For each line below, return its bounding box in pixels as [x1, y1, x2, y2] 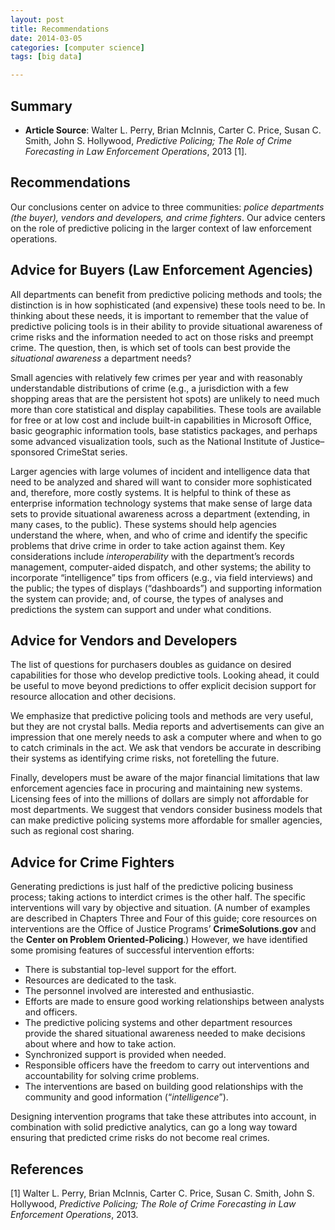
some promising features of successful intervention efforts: [10, 944, 255, 956]
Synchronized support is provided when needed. [24, 1049, 227, 1061]
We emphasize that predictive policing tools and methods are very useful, [10, 710, 314, 722]
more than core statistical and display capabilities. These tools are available [10, 403, 322, 415]
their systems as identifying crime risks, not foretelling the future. [10, 752, 280, 765]
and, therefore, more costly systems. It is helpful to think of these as [10, 486, 292, 498]
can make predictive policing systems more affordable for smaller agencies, [10, 814, 323, 826]
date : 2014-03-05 [10, 33, 83, 43]
